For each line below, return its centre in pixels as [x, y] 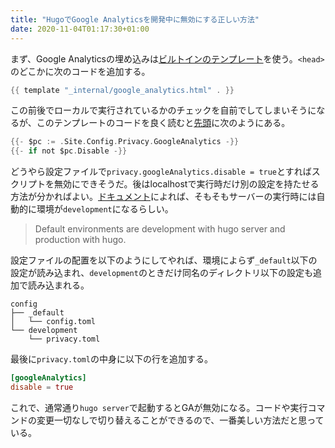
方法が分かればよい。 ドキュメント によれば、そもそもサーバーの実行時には [163, 197]
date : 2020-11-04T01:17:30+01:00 [80, 29]
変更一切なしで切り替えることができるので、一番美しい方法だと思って [180, 420]
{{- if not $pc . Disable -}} [69, 151]
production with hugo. [80, 240]
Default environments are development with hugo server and [160, 229]
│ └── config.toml [53, 322]
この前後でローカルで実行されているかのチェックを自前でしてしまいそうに [163, 110]
